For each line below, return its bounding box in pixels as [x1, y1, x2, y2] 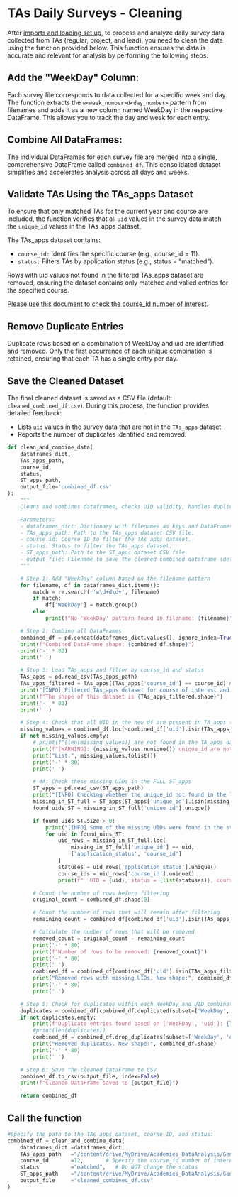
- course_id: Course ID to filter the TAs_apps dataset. [20, 536, 192, 543]
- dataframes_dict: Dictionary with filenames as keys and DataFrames [20, 523, 233, 530]
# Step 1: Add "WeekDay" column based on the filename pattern [20, 575, 211, 582]
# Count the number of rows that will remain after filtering [33, 909, 220, 917]
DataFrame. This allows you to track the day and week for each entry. [7, 113, 210, 121]
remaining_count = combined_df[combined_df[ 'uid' [33, 916, 182, 923]
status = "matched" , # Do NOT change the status [20, 1164, 198, 1171]
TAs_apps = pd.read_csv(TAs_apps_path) [20, 673, 138, 681]
